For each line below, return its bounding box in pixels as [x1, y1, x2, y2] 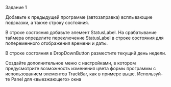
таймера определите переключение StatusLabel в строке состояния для [5, 35, 164, 41]
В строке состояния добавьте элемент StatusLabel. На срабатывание [5, 30, 157, 35]
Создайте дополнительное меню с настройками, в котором [5, 60, 136, 66]
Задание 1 [5, 5, 27, 10]
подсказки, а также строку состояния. [5, 20, 89, 25]
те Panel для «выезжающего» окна [5, 76, 82, 82]
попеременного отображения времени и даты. [5, 40, 108, 46]
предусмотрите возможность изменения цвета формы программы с [5, 66, 156, 71]
